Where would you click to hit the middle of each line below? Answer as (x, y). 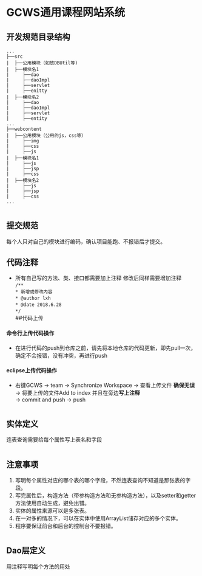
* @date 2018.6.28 (38, 305)
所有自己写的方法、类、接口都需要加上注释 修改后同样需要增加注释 (98, 278)
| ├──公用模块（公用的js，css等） (46, 136)
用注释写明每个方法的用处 (38, 566)
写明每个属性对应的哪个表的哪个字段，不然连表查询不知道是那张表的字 (103, 481)
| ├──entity (27, 119)
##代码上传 (29, 318)
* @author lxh (33, 299)
